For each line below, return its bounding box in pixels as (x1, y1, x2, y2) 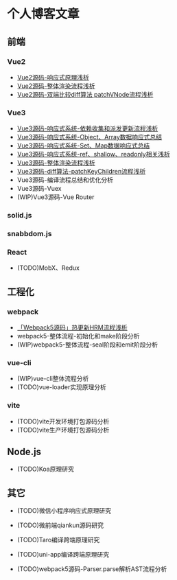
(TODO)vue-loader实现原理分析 (16, 383, 106, 391)
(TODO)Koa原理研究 (16, 465, 74, 474)
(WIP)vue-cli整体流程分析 (16, 375, 89, 383)
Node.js (7, 445, 42, 457)
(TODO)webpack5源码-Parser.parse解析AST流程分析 (16, 565, 167, 573)
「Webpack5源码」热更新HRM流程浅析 (16, 323, 128, 332)
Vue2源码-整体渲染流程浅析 (16, 82, 95, 90)
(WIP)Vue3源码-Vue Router (16, 193, 95, 201)
